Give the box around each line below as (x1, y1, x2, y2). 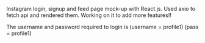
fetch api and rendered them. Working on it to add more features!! (6, 12, 172, 19)
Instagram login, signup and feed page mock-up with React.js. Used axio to (6, 5, 196, 12)
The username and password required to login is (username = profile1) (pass (6, 24, 199, 30)
